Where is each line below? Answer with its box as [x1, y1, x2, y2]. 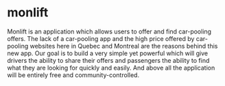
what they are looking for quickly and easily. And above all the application [7, 63, 215, 72]
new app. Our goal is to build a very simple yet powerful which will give [7, 49, 208, 57]
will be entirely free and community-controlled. [7, 70, 139, 79]
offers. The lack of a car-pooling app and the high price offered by [7, 34, 195, 42]
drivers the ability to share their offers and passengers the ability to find [7, 56, 210, 64]
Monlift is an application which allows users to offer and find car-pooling [7, 27, 211, 35]
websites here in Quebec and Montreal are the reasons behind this [29, 42, 218, 50]
